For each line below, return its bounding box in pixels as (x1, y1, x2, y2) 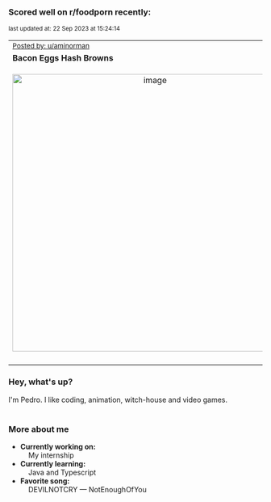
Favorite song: (19, 475, 70, 486)
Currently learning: (19, 458, 86, 468)
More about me (8, 423, 69, 434)
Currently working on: (19, 441, 96, 451)
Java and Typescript (27, 467, 97, 477)
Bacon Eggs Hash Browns (12, 52, 114, 64)
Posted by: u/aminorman (12, 41, 90, 51)
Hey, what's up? (8, 376, 73, 387)
